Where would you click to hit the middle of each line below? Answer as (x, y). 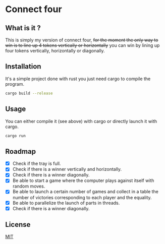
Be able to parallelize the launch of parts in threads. (66, 203)
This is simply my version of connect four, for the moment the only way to (82, 40)
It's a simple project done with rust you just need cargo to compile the (78, 79)
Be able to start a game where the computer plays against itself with (83, 180)
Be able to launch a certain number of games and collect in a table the (86, 192)
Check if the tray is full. (37, 164)
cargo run (16, 136)
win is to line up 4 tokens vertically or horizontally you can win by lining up (82, 45)
